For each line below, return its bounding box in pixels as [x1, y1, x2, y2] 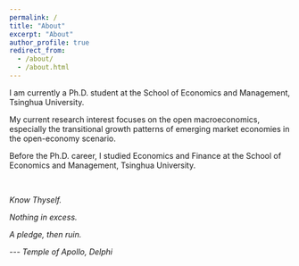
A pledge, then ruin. [9, 229, 82, 239]
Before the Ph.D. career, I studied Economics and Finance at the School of [9, 150, 282, 161]
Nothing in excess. [9, 212, 78, 222]
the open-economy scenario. [9, 133, 116, 144]
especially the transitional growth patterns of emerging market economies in [9, 123, 290, 134]
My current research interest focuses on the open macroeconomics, [9, 113, 261, 125]
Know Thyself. [9, 194, 62, 205]
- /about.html [17, 63, 70, 72]
